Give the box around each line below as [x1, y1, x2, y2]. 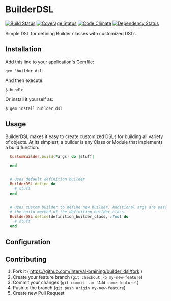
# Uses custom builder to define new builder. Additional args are [10, 205, 156, 210]
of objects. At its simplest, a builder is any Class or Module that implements [5, 139, 163, 145]
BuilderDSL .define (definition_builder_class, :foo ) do [10, 214, 129, 220]
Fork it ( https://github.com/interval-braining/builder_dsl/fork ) [12, 268, 142, 275]
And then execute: [5, 77, 44, 84]
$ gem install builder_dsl [5, 106, 63, 111]
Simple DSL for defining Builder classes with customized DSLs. [5, 30, 137, 36]
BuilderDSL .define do [10, 182, 56, 187]
